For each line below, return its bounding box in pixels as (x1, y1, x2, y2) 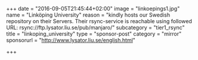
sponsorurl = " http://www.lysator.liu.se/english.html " (6, 37, 136, 43)
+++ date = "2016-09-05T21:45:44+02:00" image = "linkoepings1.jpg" (6, 5, 180, 12)
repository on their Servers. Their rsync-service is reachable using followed (6, 18, 193, 24)
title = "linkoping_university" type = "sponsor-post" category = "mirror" (6, 30, 182, 37)
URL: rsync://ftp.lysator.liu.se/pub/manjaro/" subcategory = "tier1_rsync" (6, 24, 185, 31)
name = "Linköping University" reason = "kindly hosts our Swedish (6, 11, 171, 18)
